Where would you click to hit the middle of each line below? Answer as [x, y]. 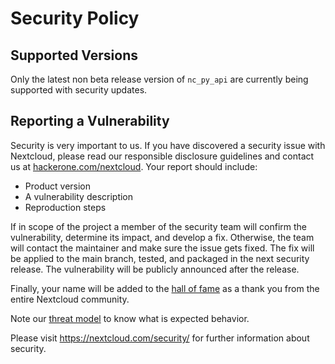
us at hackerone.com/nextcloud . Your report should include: [134, 166]
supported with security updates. [79, 90]
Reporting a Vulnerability [90, 121]
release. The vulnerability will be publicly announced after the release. [155, 269]
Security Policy [75, 18]
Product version [58, 186]
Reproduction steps [65, 207]
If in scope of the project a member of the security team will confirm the [158, 226]
